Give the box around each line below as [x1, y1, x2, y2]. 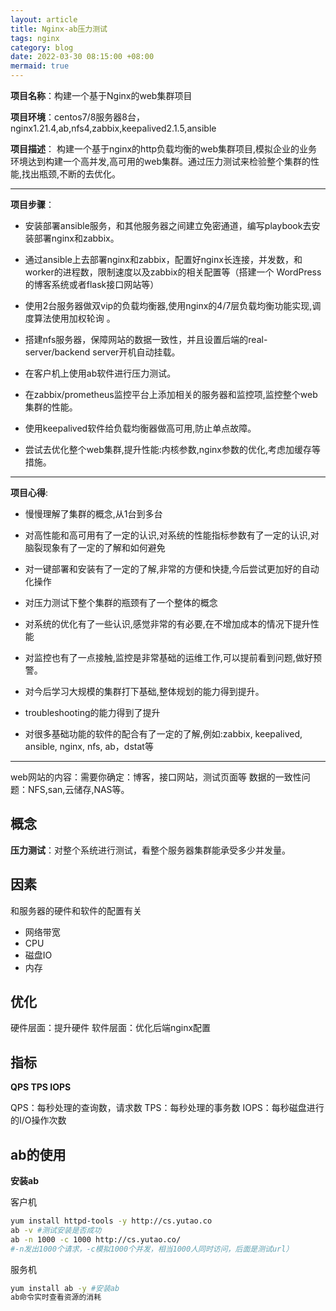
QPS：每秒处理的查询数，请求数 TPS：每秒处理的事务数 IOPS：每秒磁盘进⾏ [10, 1102, 325, 1114]
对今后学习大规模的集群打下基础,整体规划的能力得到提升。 [24, 686, 265, 697]
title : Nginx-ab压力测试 [10, 24, 108, 34]
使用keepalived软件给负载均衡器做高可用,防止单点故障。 [24, 422, 257, 434]
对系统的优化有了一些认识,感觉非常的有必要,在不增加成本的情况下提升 [24, 618, 311, 630]
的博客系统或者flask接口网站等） [24, 279, 160, 290]
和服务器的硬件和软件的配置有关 [10, 904, 142, 916]
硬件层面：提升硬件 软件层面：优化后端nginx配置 [10, 1022, 212, 1034]
